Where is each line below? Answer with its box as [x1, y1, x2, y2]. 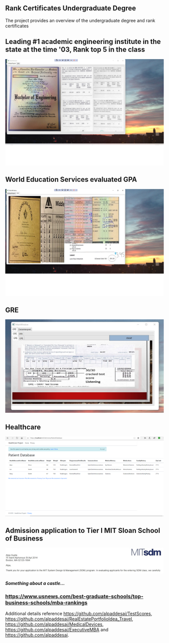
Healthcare [5, 422, 41, 431]
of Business [5, 534, 43, 543]
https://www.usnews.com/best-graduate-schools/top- [5, 593, 144, 600]
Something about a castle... [5, 580, 65, 586]
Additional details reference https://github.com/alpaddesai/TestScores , [5, 611, 152, 617]
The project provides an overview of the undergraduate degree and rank [5, 17, 155, 23]
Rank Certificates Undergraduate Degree [5, 4, 136, 13]
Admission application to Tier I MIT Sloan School [5, 526, 160, 534]
